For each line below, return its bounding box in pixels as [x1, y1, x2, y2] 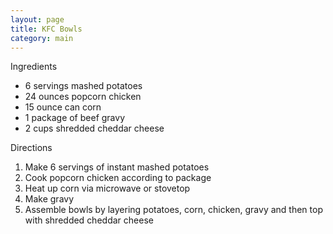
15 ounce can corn [24, 101, 102, 113]
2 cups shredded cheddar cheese [24, 122, 165, 135]
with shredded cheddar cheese [24, 214, 154, 226]
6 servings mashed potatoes [24, 80, 143, 92]
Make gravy [24, 193, 75, 205]
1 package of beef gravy [24, 112, 126, 124]
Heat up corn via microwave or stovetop [24, 182, 191, 195]
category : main [10, 33, 74, 43]
